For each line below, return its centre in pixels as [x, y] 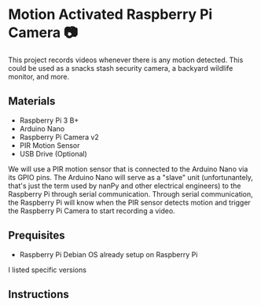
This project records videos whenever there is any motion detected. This [126, 60]
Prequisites [37, 236]
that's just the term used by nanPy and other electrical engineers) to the [125, 186]
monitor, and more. [39, 76]
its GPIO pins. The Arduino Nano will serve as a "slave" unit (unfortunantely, [131, 177]
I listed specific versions [47, 270]
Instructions [39, 294]
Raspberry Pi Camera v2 [59, 137]
